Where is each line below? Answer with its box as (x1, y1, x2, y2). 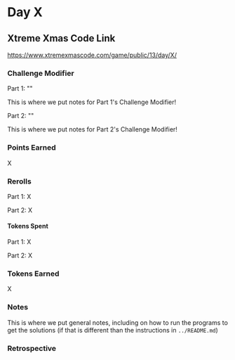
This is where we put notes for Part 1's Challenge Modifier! (7, 98, 177, 106)
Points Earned (7, 143, 56, 153)
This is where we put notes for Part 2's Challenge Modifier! (7, 125, 177, 134)
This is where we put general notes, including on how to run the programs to (7, 318, 228, 327)
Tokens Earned (7, 269, 60, 278)
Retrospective (7, 343, 57, 353)
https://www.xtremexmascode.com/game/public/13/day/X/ (7, 51, 177, 59)
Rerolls (7, 176, 32, 186)
